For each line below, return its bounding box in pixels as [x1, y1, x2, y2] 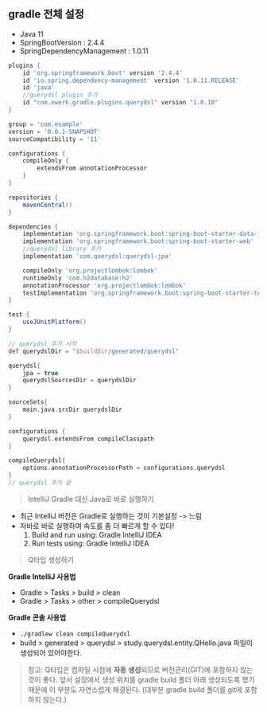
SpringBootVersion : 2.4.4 [19, 37, 105, 47]
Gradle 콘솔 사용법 [8, 612, 67, 622]
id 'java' [22, 84, 56, 92]
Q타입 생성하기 [27, 554, 74, 564]
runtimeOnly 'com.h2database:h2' [22, 274, 133, 282]
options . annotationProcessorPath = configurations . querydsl [22, 464, 226, 472]
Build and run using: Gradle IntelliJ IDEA [31, 530, 162, 539]
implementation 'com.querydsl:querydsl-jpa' [22, 252, 172, 260]
